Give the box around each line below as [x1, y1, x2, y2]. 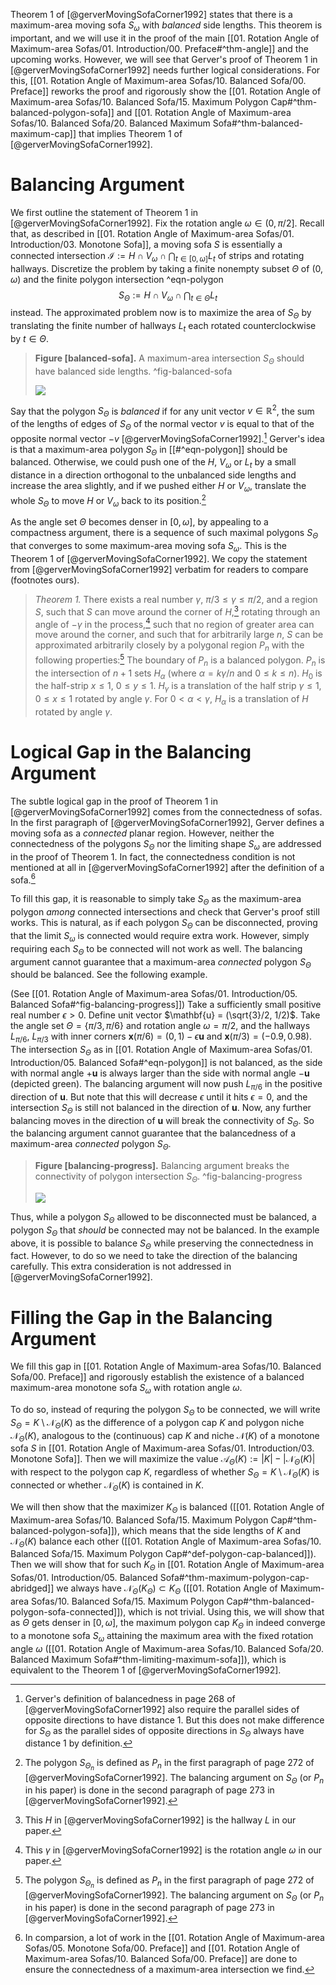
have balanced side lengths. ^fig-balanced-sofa [34, 365, 233, 377]
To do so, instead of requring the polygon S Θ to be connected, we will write [10, 1404, 321, 1418]
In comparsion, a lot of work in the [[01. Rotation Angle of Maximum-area [24, 1932, 325, 1944]
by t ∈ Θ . [10, 332, 50, 344]
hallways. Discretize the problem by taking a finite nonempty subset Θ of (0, [10, 262, 323, 274]
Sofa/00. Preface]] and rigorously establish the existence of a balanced [10, 1371, 305, 1383]
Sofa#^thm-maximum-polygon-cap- [159, 1572, 310, 1584]
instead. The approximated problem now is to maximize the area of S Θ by [10, 307, 312, 321]
